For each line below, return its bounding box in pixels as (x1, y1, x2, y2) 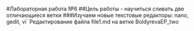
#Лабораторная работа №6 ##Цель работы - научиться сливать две (6, 5, 185, 12)
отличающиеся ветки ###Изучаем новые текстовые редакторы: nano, (6, 12, 189, 19)
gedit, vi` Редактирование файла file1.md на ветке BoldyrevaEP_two (6, 18, 179, 25)
